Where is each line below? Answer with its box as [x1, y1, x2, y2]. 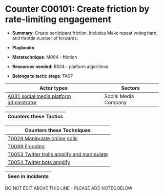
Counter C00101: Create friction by [5, 3, 150, 15]
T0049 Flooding [7, 143, 45, 150]
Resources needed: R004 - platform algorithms [12, 64, 108, 69]
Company [104, 99, 127, 106]
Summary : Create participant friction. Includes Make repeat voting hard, [12, 30, 158, 36]
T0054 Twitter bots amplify [7, 159, 71, 166]
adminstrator [7, 99, 37, 106]
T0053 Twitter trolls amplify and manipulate [7, 151, 108, 157]
